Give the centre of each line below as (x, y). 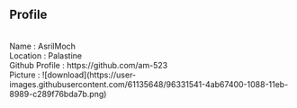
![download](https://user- (89, 75)
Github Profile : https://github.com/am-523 (89, 65)
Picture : (25, 75)
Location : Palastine (46, 55)
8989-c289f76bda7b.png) (58, 94)
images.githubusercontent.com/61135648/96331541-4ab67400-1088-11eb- (149, 84)
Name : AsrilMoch (43, 46)
